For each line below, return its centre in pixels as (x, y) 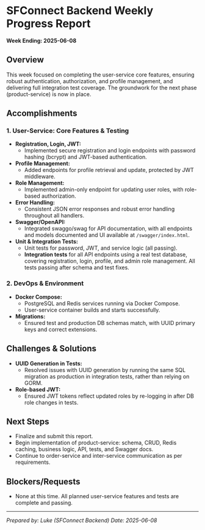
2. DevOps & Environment (45, 283)
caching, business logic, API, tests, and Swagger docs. (84, 449)
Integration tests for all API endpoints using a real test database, (106, 255)
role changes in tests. (51, 402)
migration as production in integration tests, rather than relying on (107, 376)
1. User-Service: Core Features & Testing (68, 131)
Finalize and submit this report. (54, 436)
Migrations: (30, 316)
